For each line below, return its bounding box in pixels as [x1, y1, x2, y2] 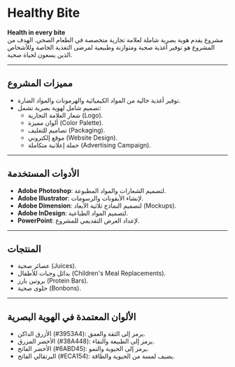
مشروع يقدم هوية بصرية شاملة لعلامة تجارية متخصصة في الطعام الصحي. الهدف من [7, 35, 224, 44]
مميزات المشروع [7, 77, 73, 89]
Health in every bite [7, 28, 66, 36]
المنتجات [7, 243, 41, 255]
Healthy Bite [7, 5, 80, 21]
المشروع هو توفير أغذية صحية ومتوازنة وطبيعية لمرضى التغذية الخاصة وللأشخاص [7, 43, 215, 51]
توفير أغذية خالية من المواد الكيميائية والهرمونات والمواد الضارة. [17, 96, 181, 105]
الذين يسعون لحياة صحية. [7, 51, 73, 59]
